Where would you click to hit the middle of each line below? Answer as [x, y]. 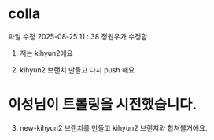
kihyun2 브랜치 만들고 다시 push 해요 [77, 70]
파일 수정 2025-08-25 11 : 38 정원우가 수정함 [78, 36]
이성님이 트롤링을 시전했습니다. [103, 105]
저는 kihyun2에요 [46, 53]
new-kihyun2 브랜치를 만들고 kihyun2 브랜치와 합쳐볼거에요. [113, 127]
